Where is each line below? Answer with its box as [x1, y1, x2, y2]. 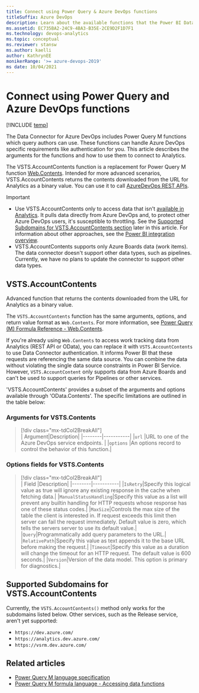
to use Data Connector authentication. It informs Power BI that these [6, 349, 173, 356]
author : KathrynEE [6, 53, 52, 59]
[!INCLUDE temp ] [6, 122, 49, 129]
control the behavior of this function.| [20, 446, 112, 453]
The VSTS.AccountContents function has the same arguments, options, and [6, 312, 187, 320]
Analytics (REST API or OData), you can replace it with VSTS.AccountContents [6, 343, 193, 350]
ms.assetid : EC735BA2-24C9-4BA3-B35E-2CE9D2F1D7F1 [6, 25, 134, 31]
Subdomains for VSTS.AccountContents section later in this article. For [14, 224, 188, 231]
